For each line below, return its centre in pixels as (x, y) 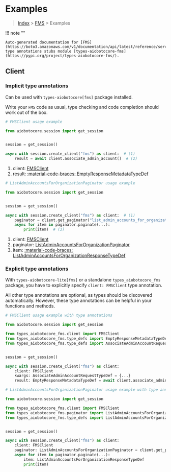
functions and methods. (30, 306)
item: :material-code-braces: (43, 250)
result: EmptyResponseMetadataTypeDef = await (65, 381)
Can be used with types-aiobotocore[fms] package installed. (69, 97)
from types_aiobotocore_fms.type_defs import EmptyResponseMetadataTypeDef (87, 339)
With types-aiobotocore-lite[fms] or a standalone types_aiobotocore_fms (83, 280)
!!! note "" (15, 33)
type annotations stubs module (38, 51)
